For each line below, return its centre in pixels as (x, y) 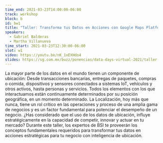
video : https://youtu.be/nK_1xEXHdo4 (43, 55)
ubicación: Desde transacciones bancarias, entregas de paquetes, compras (81, 79)
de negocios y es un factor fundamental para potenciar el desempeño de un (81, 110)
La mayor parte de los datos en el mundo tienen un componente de (72, 73)
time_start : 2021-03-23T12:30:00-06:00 (45, 46)
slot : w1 (14, 50)
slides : (13, 60)
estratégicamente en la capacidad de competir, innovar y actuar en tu (74, 120)
